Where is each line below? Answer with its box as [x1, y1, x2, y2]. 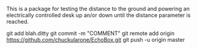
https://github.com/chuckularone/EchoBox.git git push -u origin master [6, 36, 185, 43]
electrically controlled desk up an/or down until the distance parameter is [6, 11, 191, 19]
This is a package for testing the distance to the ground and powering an [6, 5, 190, 12]
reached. [6, 18, 29, 25]
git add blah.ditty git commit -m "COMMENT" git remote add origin [6, 30, 175, 37]
